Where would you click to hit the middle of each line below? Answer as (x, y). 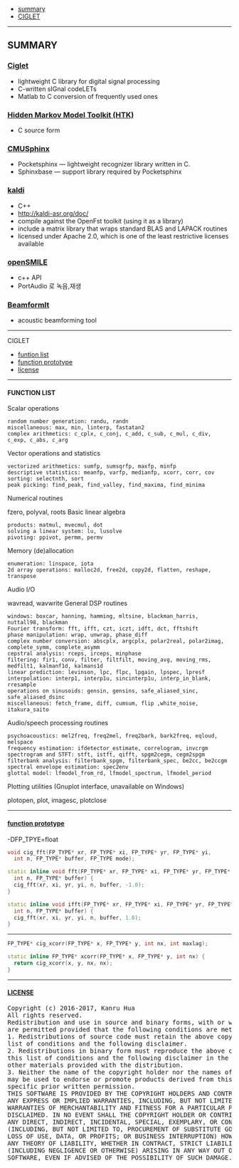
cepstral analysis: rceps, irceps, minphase (74, 654)
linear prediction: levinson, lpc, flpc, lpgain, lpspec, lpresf (106, 673)
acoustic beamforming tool (57, 320)
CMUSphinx (28, 149)
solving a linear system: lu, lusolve (65, 532)
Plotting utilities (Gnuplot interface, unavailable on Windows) (96, 786)
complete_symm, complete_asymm (54, 648)
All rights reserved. (45, 1015)
